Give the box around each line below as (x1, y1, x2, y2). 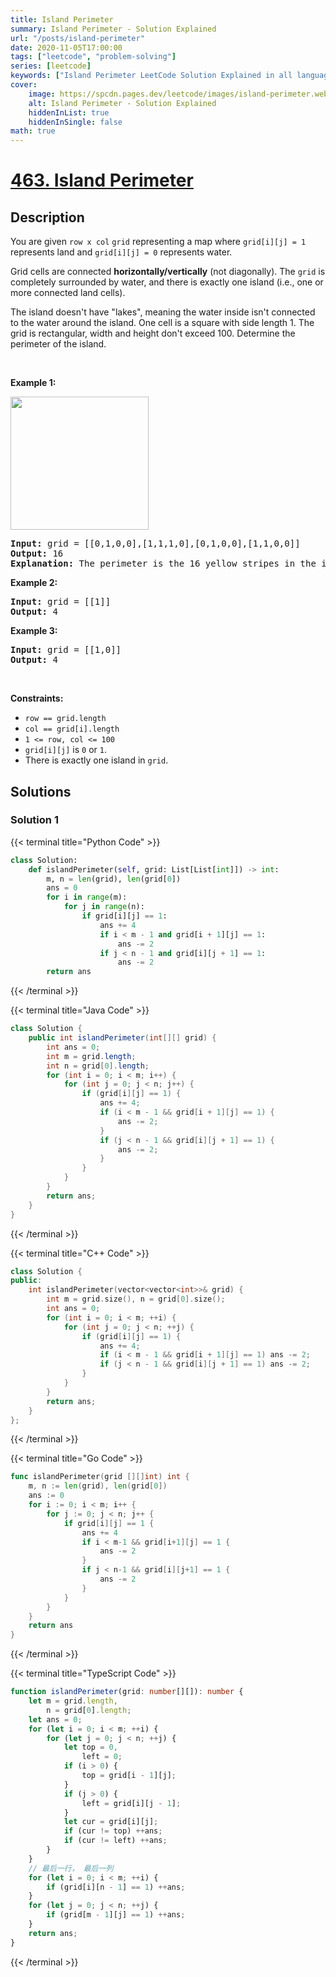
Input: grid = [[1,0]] (10, 644, 122, 656)
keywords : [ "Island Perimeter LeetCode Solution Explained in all (10, 71, 293, 81)
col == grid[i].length (24, 724, 120, 735)
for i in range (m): (46, 892, 128, 903)
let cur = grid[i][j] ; (63, 1817, 159, 1827)
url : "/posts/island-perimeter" (10, 33, 145, 43)
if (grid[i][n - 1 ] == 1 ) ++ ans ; (46, 1882, 186, 1892)
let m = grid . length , (28, 1696, 118, 1706)
